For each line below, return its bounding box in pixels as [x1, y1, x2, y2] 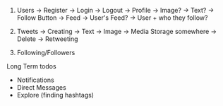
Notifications [16, 76, 54, 84]
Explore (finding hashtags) [16, 91, 95, 99]
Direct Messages [16, 83, 66, 91]
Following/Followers [16, 49, 76, 57]
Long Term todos [6, 62, 57, 70]
